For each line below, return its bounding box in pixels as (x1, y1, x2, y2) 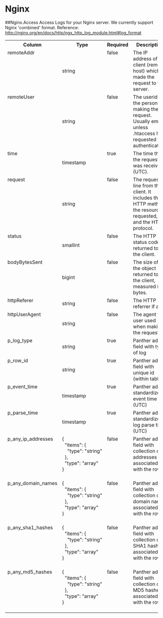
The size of (133, 258, 159, 265)
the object (133, 265, 156, 272)
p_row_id (7, 357, 28, 364)
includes (133, 194, 153, 201)
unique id (133, 369, 154, 376)
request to (133, 79, 157, 86)
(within (133, 375, 149, 382)
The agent (133, 311, 157, 318)
